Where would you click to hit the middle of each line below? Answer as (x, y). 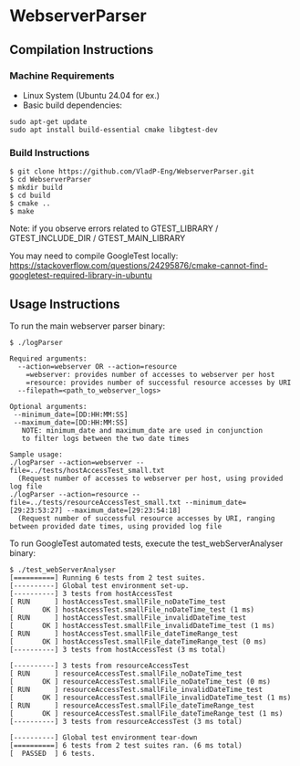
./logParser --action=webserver (71, 462)
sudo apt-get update (49, 121)
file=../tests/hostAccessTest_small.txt (88, 470)
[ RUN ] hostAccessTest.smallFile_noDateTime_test (118, 602)
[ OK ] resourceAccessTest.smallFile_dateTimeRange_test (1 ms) (146, 713)
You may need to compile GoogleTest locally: (94, 256)
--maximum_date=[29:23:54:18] (124, 510)
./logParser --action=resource (69, 494)
